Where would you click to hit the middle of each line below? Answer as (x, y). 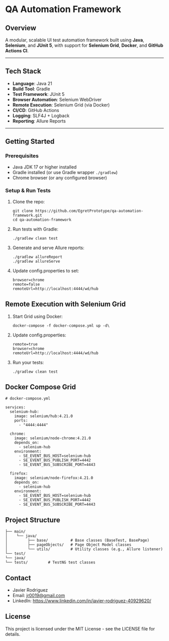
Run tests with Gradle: (35, 229)
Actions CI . (17, 51)
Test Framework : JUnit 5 (38, 94)
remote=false (26, 284)
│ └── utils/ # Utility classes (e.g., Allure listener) (84, 549)
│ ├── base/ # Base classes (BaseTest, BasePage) (77, 541)
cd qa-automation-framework (42, 220)
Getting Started (30, 141)
